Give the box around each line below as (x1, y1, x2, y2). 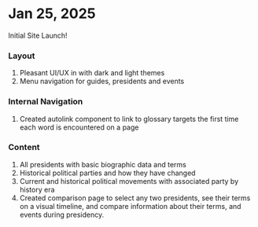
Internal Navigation (8, 96, 83, 107)
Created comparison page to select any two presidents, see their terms (19, 193, 251, 203)
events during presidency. (19, 210, 105, 219)
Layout (8, 50, 35, 61)
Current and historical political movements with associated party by (19, 176, 239, 185)
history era (19, 185, 55, 194)
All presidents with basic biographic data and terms (19, 159, 186, 169)
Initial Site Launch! (8, 31, 68, 40)
